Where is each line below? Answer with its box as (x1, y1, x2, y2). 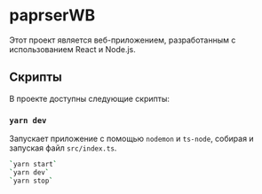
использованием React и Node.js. (9, 43, 136, 54)
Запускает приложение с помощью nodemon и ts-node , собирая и (9, 134, 255, 144)
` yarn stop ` (9, 176, 53, 185)
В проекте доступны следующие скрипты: (9, 93, 171, 104)
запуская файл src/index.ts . (9, 143, 117, 153)
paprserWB (9, 5, 96, 26)
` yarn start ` (9, 160, 58, 169)
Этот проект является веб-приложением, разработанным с (9, 35, 236, 45)
